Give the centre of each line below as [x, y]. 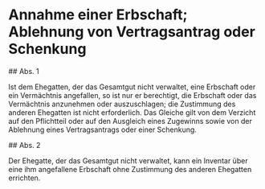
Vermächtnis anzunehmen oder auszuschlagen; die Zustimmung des [122, 104]
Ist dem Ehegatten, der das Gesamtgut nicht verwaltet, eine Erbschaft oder [132, 87]
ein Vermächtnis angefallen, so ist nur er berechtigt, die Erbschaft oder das [132, 95]
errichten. [24, 178]
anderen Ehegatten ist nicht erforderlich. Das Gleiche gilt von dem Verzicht [132, 112]
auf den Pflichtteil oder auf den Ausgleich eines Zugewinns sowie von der [130, 121]
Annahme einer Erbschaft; [98, 15]
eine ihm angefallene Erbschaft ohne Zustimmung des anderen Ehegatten [130, 169]
